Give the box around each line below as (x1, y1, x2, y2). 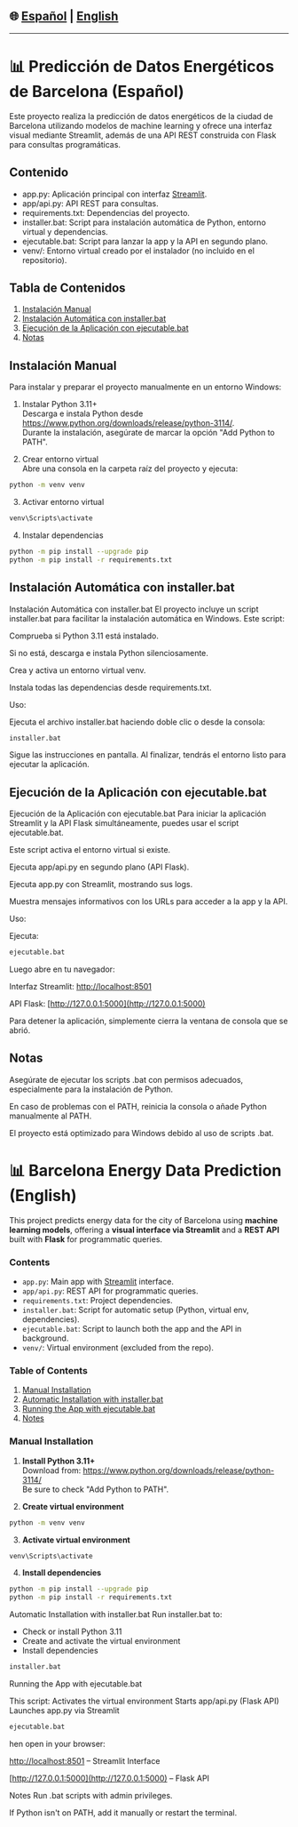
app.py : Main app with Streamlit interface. (21, 1277, 175, 1287)
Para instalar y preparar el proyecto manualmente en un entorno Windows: (9, 381, 282, 392)
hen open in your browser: (9, 1738, 106, 1749)
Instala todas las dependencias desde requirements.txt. (9, 682, 212, 693)
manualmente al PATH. (9, 1110, 92, 1121)
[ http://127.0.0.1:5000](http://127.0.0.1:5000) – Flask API (9, 1773, 210, 1783)
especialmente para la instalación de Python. (9, 1084, 174, 1094)
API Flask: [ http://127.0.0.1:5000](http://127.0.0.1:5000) (9, 998, 206, 1009)
